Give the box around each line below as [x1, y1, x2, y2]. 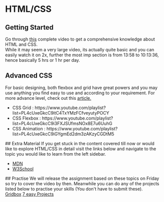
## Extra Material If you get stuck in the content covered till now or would [5, 140, 155, 146]
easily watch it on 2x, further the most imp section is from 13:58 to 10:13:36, [5, 52, 159, 58]
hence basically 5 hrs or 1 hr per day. [5, 57, 81, 63]
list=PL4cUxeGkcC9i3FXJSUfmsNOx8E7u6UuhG [12, 120, 113, 126]
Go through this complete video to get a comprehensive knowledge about [5, 36, 155, 42]
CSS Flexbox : [12, 115, 41, 121]
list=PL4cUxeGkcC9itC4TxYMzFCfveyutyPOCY [12, 110, 110, 116]
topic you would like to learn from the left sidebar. [5, 151, 106, 157]
